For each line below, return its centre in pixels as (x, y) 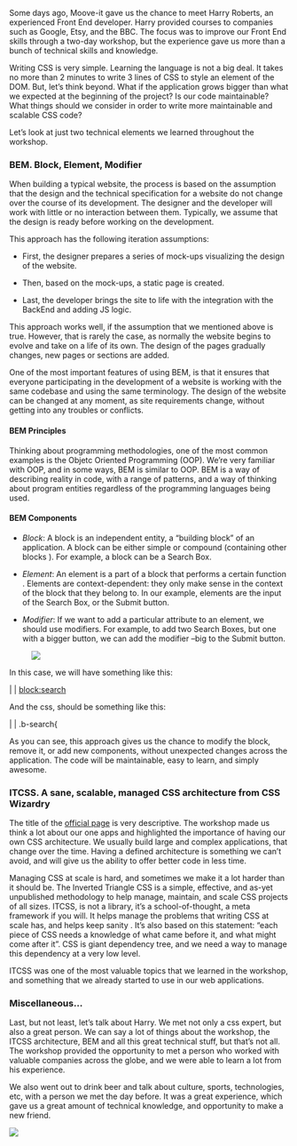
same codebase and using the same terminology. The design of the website (148, 391)
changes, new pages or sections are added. (90, 356)
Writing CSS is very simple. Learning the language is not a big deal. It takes (146, 68)
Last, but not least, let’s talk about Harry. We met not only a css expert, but (145, 1022)
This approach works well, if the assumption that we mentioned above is (141, 327)
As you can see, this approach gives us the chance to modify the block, (140, 741)
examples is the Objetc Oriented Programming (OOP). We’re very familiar (142, 460)
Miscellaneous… (46, 1003)
